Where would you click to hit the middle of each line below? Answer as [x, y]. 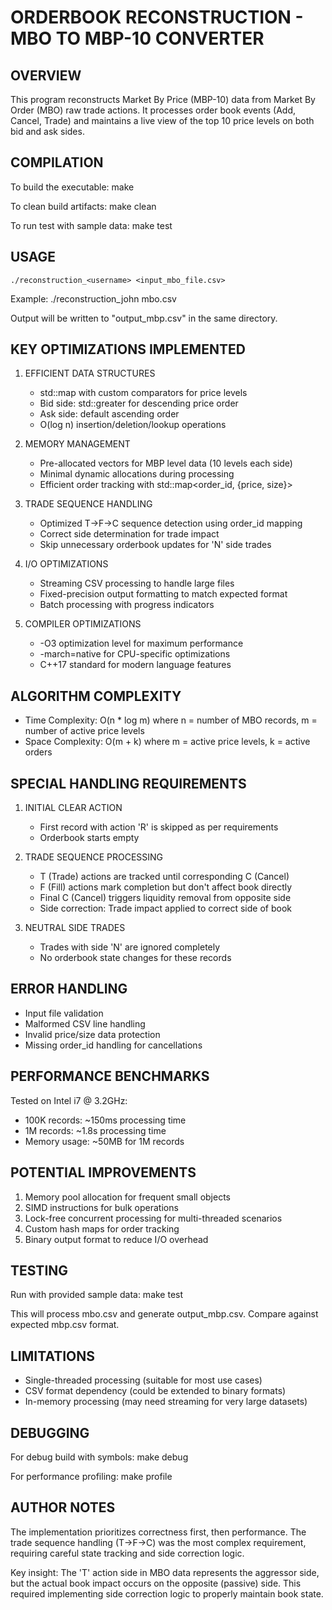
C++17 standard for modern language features [135, 665]
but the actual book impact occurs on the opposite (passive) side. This [156, 1583]
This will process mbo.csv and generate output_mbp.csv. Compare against [164, 1314]
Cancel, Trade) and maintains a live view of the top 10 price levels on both [162, 120]
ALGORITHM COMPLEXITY [96, 696]
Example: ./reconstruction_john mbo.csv [93, 298]
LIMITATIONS [53, 1356]
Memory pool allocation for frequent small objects [127, 1197]
